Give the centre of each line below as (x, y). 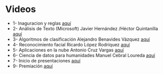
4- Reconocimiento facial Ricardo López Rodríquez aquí (71, 44)
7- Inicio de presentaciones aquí (46, 60)
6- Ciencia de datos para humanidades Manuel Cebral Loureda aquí (84, 55)
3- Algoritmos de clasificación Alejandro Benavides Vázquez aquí (81, 39)
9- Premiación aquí (33, 66)
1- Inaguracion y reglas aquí (42, 23)
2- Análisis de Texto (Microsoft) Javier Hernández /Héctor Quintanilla (85, 28)
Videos (21, 9)
